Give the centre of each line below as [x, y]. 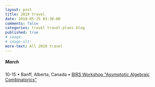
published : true [22, 32]
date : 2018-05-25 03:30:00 [33, 19]
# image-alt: [19, 42]
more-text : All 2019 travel [34, 46]
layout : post [19, 10]
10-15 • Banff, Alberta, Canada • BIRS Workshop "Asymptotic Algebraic [77, 74]
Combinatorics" [21, 80]
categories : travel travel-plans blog [45, 28]
